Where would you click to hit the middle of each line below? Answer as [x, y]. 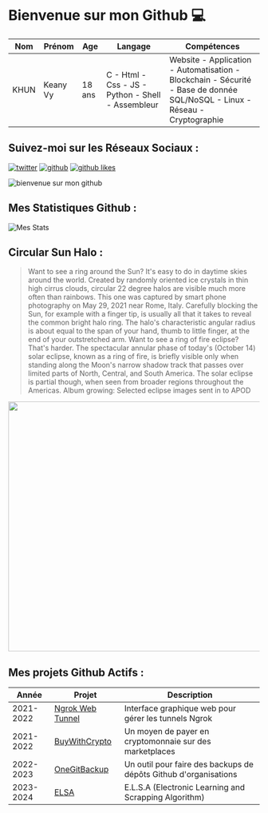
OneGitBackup [82, 770]
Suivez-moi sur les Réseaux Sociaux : [104, 148]
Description [190, 695]
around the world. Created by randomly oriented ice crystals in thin [138, 280]
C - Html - [126, 74]
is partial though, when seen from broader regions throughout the [136, 382]
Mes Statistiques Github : [73, 208]
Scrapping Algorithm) [164, 798]
